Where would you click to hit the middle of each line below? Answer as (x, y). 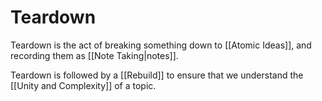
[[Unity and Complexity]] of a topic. (83, 85)
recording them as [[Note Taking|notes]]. (94, 55)
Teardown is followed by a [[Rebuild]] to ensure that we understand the (157, 75)
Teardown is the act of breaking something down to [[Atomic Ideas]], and (161, 45)
